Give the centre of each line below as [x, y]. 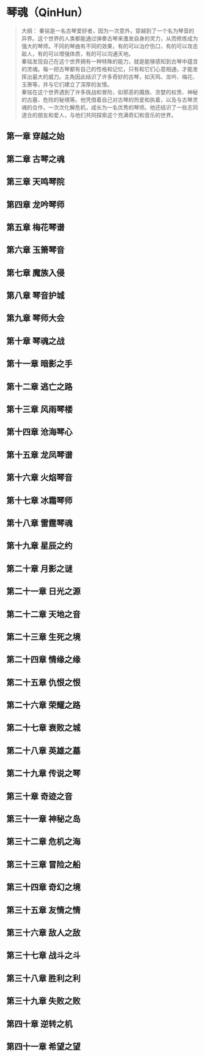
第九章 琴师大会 [35, 319]
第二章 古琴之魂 [35, 159]
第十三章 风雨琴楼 [39, 409]
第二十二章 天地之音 [43, 614]
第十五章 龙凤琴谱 [39, 455]
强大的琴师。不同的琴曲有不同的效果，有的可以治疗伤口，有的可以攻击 [110, 46]
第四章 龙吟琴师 [35, 204]
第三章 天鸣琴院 [35, 182]
